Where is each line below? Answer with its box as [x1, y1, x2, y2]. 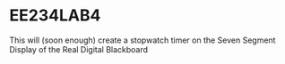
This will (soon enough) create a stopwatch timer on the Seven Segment [9, 35, 276, 45]
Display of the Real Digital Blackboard [9, 44, 149, 54]
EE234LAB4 [9, 5, 101, 26]
